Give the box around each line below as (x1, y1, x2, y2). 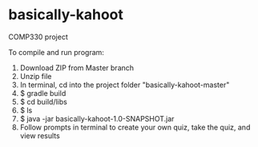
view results (19, 130, 60, 141)
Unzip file (19, 71, 52, 81)
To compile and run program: (8, 47, 104, 57)
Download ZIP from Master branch (19, 62, 135, 73)
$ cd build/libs (19, 97, 68, 106)
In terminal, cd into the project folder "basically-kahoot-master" (19, 80, 230, 89)
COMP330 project (8, 32, 68, 42)
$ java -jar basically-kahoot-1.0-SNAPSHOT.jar (19, 113, 175, 123)
